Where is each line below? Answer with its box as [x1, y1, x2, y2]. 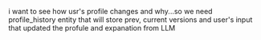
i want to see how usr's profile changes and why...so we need [8, 7, 213, 16]
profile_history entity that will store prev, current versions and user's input [8, 15, 253, 24]
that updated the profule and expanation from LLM [8, 24, 176, 32]
